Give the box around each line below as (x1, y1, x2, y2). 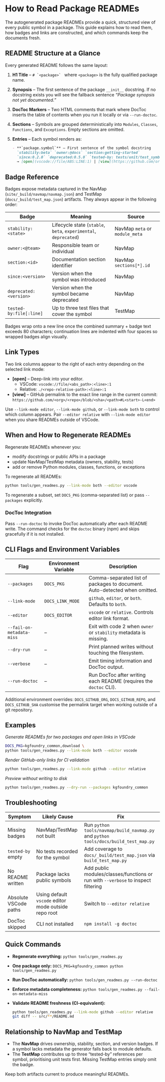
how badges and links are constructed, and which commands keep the (5, 30, 149, 35)
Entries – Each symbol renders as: (12, 136, 82, 142)
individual (52, 248, 75, 255)
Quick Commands (5, 940, 61, 949)
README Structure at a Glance (5, 49, 101, 58)
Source (127, 213, 145, 220)
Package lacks (36, 871, 70, 877)
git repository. (5, 707, 33, 713)
